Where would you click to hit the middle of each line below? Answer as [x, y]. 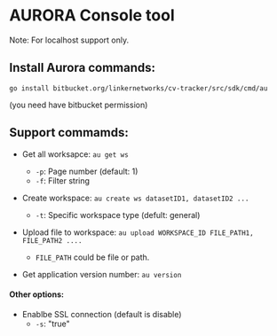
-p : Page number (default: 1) [87, 171]
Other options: [37, 294]
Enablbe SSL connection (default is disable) [102, 314]
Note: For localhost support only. [69, 40]
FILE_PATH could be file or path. [92, 257]
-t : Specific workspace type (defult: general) [118, 215]
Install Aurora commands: [83, 68]
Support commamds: [69, 133]
